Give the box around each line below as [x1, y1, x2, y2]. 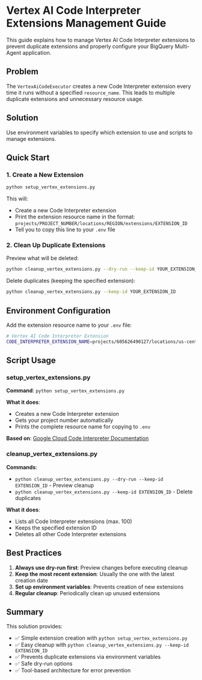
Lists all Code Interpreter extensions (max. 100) [14, 518, 132, 525]
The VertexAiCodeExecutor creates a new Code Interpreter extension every [6, 82, 191, 90]
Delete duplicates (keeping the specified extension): [6, 277, 135, 285]
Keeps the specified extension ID [14, 524, 97, 531]
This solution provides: [6, 623, 63, 630]
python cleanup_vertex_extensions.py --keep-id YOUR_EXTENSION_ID [6, 289, 176, 295]
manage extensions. [6, 135, 57, 142]
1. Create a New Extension [6, 170, 84, 179]
